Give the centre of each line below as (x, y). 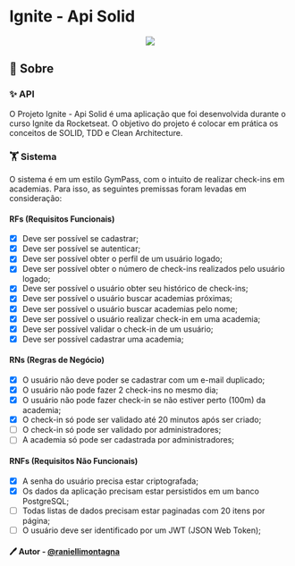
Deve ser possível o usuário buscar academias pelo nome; (130, 308)
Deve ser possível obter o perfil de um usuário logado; (122, 259)
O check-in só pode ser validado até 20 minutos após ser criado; (142, 420)
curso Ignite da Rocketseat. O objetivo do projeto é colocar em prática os (144, 123)
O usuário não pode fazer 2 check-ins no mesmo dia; (120, 390)
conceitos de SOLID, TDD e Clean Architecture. (96, 132)
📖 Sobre (32, 69)
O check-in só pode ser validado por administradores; (122, 430)
